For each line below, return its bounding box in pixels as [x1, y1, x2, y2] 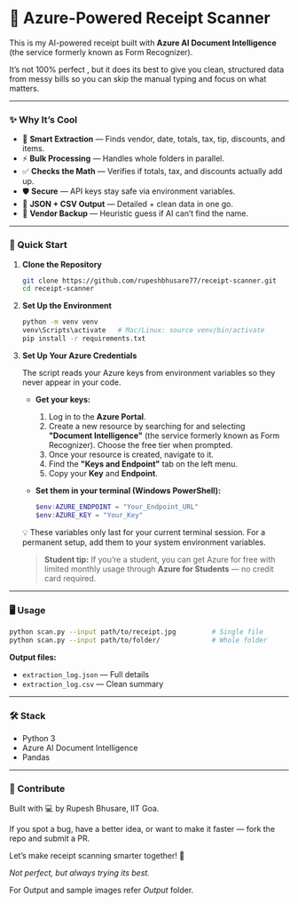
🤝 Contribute [9, 782, 66, 795]
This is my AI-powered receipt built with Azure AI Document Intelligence [9, 37, 277, 48]
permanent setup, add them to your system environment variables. [21, 537, 266, 548]
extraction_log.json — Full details [21, 668, 149, 679]
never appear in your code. [21, 377, 122, 388]
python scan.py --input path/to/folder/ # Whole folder [9, 636, 268, 644]
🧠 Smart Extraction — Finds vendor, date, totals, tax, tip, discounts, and [21, 133, 286, 145]
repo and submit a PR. [9, 833, 90, 844]
